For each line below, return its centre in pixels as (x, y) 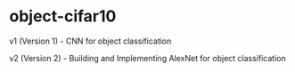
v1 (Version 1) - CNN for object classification (90, 41)
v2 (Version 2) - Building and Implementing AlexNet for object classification (148, 58)
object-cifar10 (63, 16)
